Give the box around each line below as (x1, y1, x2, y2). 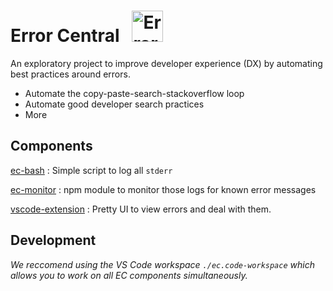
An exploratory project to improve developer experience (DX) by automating (10, 57, 323, 69)
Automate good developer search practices (24, 98, 205, 110)
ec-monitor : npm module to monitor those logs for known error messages (10, 183, 317, 195)
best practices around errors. (10, 68, 131, 80)
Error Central (10, 25, 120, 47)
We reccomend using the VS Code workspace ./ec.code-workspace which (10, 258, 315, 270)
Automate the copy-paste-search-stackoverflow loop (24, 87, 245, 99)
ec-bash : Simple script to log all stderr (10, 164, 173, 176)
